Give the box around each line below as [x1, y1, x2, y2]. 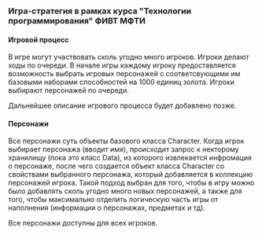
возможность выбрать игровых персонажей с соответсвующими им [8, 69, 241, 79]
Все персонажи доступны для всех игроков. [8, 218, 158, 228]
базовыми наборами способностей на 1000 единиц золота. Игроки [8, 77, 234, 87]
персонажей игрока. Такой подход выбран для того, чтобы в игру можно [8, 178, 255, 188]
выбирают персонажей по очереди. [8, 86, 130, 95]
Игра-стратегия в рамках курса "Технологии [8, 6, 191, 17]
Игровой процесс [8, 35, 69, 44]
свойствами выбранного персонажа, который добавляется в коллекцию [8, 170, 253, 179]
